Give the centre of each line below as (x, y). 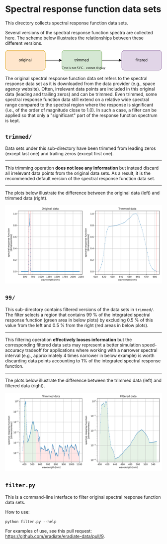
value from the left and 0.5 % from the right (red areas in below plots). (77, 325)
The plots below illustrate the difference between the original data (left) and (83, 193)
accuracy (15, 350)
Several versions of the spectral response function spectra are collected (79, 32)
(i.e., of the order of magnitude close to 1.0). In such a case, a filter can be (81, 110)
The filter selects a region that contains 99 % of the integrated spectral (78, 315)
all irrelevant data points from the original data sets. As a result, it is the (78, 173)
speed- (149, 345)
